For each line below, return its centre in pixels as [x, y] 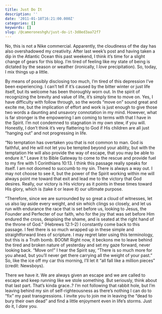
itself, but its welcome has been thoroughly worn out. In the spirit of [73, 92]
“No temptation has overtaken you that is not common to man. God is [74, 142]
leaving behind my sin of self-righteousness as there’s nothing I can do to [78, 291]
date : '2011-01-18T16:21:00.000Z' [40, 18]
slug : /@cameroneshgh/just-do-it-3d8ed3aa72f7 [53, 32]
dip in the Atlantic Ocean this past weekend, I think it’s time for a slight [75, 56]
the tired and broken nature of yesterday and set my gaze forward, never [78, 245]
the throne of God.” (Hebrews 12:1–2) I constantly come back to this [73, 224]
